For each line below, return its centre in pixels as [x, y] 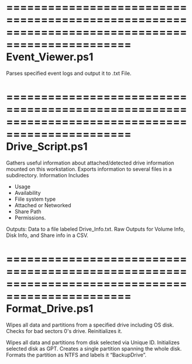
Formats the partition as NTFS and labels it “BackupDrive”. [76, 355]
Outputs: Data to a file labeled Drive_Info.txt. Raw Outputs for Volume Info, [96, 229]
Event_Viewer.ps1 [50, 57]
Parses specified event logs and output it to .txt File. [69, 73]
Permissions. [30, 218]
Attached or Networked [43, 205]
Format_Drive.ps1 [50, 309]
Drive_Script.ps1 [47, 147]
